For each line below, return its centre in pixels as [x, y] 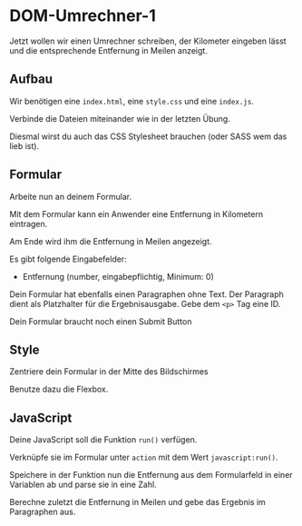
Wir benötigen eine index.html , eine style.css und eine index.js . [132, 101]
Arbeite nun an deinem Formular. [71, 196]
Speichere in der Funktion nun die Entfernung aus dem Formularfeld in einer [151, 475]
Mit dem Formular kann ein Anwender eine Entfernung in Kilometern [136, 213]
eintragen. [29, 223]
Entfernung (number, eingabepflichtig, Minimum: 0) [118, 276]
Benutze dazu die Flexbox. [59, 389]
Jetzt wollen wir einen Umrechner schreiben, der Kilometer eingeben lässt [148, 41]
